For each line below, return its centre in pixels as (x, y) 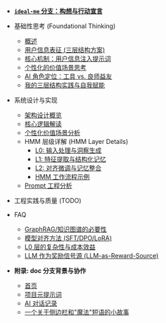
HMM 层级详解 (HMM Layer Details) (76, 141)
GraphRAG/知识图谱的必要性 (65, 229)
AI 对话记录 (41, 303)
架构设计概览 (43, 115)
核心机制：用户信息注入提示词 (68, 59)
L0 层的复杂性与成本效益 (60, 247)
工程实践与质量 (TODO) (48, 201)
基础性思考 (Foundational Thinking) (65, 26)
